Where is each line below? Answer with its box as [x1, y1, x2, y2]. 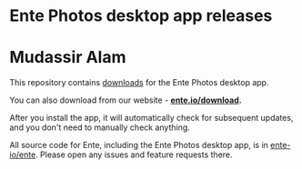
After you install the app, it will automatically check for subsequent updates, [9, 113, 294, 124]
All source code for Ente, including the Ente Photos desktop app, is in [9, 140, 268, 151]
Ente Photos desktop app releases [9, 5, 273, 26]
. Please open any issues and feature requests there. [35, 149, 234, 160]
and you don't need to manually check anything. [9, 122, 191, 133]
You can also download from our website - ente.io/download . [9, 94, 243, 105]
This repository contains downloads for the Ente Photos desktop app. [9, 77, 269, 88]
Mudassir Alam [9, 47, 126, 68]
